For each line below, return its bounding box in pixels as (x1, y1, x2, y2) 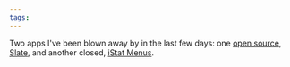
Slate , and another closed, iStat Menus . (9, 46, 155, 58)
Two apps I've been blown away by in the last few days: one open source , (9, 38, 282, 48)
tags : (9, 13, 30, 22)
